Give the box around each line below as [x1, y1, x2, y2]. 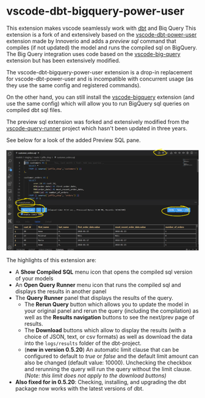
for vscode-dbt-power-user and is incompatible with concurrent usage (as [6, 75, 194, 82]
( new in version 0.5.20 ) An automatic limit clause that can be [24, 346, 179, 354]
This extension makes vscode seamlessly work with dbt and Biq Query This [6, 24, 196, 32]
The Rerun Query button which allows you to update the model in [24, 300, 189, 308]
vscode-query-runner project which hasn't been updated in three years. [6, 124, 188, 132]
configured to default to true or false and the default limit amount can [24, 352, 199, 360]
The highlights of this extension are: [6, 257, 96, 264]
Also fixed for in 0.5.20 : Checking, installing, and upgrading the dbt [15, 378, 186, 386]
